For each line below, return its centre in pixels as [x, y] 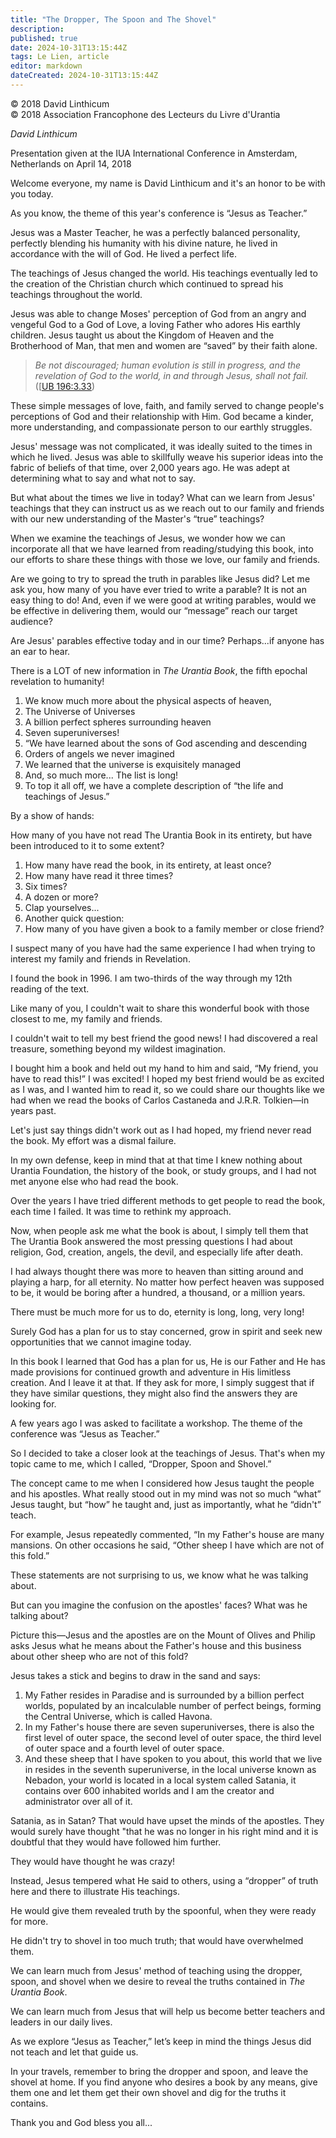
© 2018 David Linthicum [60, 103]
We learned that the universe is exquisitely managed [132, 764]
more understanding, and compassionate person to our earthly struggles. [161, 427]
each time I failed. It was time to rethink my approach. [121, 1211]
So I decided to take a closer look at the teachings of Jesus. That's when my [168, 1453]
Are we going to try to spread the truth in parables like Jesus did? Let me [160, 578]
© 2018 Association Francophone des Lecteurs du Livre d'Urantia [145, 114]
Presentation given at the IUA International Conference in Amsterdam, [154, 153]
